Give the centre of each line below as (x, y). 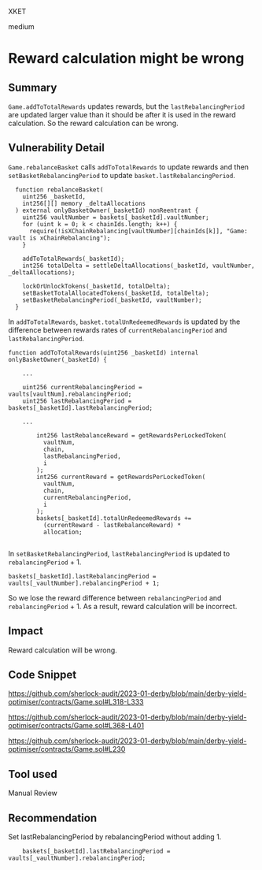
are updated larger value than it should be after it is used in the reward (122, 115)
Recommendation (52, 818)
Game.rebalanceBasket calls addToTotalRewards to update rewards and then (129, 167)
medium (21, 26)
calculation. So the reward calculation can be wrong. (93, 123)
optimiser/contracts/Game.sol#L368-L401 (76, 726)
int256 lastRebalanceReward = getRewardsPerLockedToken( (131, 435)
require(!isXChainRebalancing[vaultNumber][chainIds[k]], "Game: (138, 231)
